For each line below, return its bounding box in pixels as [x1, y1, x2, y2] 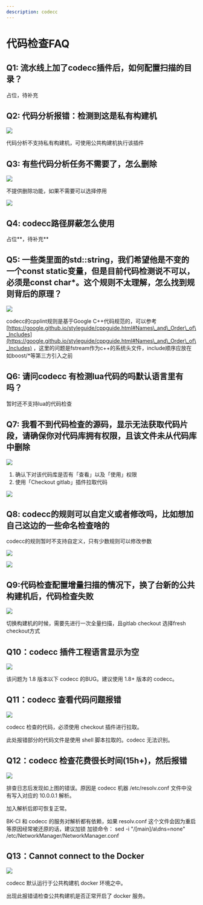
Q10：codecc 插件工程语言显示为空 [6, 646, 140, 657]
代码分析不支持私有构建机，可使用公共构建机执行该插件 [6, 139, 144, 147]
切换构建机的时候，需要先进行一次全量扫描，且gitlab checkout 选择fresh [6, 620, 186, 627]
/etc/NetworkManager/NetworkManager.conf [6, 832, 120, 839]
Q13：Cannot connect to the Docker [6, 850, 145, 861]
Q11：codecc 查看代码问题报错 [6, 695, 122, 705]
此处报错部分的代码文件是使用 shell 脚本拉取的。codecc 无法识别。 [6, 736, 173, 743]
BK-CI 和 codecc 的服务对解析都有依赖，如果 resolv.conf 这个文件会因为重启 [6, 817, 196, 824]
